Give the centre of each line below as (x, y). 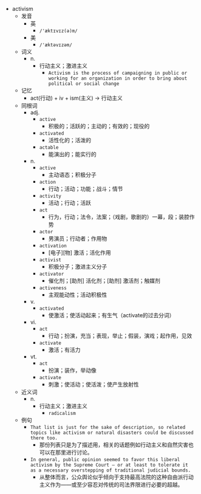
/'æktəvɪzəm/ (56, 45)
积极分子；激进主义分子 (78, 266)
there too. (44, 438)
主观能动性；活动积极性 (78, 295)
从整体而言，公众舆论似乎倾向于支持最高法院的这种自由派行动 (117, 477)
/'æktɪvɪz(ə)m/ (58, 31)
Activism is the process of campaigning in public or (118, 73)
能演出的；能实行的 (72, 154)
